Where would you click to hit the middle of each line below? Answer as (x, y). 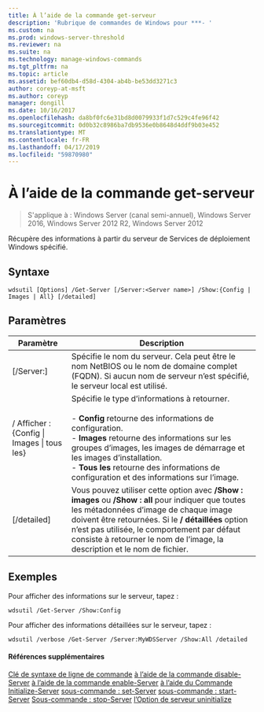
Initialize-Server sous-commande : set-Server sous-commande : (113, 691)
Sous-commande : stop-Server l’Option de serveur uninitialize (131, 699)
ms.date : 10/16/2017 (42, 111)
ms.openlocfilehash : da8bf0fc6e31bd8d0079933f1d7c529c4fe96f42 (114, 118)
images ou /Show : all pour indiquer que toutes (158, 500)
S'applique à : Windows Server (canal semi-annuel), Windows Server (139, 215)
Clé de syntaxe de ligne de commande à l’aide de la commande (111, 674)
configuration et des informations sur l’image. (155, 477)
